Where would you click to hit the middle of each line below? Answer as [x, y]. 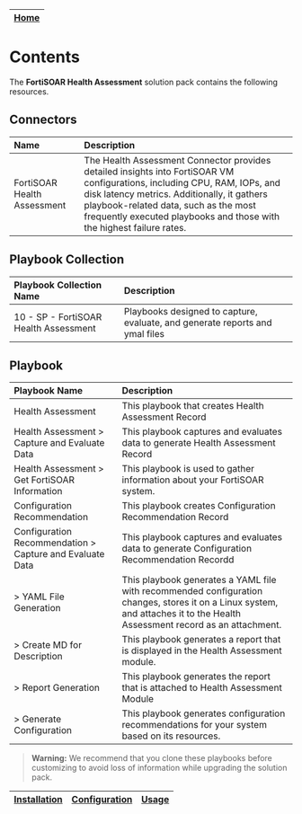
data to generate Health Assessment [199, 443]
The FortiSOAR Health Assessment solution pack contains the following [144, 82]
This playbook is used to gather [188, 469]
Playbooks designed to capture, [191, 311]
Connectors [44, 120]
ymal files [144, 333]
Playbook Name [49, 391]
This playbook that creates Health [193, 406]
